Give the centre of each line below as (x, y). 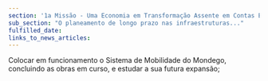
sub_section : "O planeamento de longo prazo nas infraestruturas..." (126, 23)
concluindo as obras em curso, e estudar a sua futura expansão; (114, 69)
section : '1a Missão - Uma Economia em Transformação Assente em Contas (132, 15)
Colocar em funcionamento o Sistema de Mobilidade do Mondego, (118, 60)
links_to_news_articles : (49, 38)
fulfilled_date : (35, 30)
